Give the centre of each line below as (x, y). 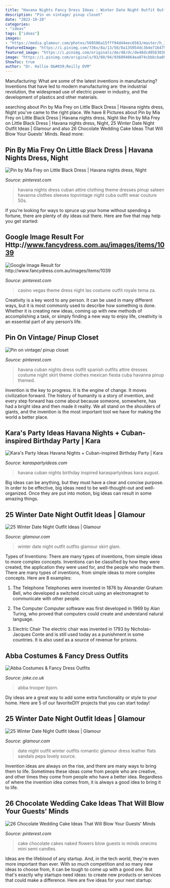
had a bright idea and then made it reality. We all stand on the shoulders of (83, 406)
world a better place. (27, 417)
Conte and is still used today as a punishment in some (88, 634)
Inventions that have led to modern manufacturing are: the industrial (76, 86)
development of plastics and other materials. (52, 97)
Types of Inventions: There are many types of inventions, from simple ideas (84, 557)
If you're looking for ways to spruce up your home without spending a (78, 210)
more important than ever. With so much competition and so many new (79, 864)
